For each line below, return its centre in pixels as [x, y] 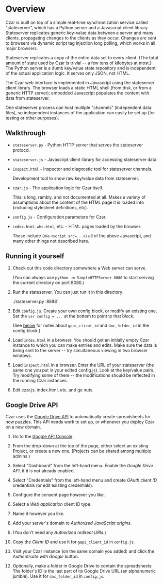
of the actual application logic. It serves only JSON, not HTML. [68, 73]
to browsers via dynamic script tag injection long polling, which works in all [81, 43]
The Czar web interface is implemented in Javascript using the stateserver [80, 82]
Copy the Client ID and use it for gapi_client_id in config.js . [74, 542]
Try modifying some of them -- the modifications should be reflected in [84, 375]
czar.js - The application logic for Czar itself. [58, 188]
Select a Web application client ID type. [52, 504]
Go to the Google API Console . [43, 437]
